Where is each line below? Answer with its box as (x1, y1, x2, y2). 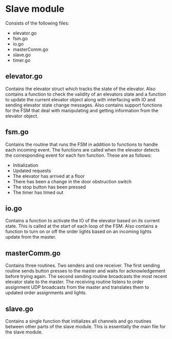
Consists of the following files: (5, 20, 69, 26)
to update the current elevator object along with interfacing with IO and (5, 96, 156, 102)
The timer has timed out (12, 189, 64, 195)
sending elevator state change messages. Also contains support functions (5, 102, 163, 108)
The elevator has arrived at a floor (12, 173, 85, 179)
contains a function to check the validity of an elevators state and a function (5, 91, 166, 97)
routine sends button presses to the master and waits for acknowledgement (5, 268, 166, 274)
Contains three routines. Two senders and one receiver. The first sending (5, 262, 160, 269)
